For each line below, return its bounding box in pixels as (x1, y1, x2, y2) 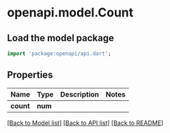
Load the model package (7, 32, 115, 44)
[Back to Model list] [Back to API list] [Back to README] (7, 119, 164, 127)
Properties (7, 69, 53, 81)
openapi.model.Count (7, 5, 134, 21)
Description (60, 89, 99, 99)
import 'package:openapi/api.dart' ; (7, 50, 111, 57)
